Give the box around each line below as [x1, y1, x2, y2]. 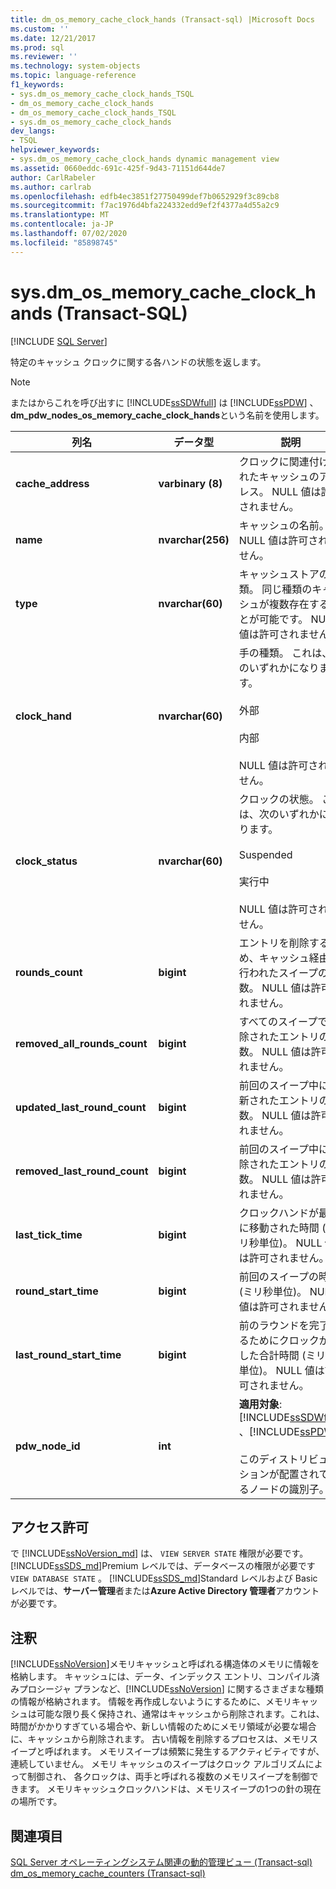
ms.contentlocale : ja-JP [10, 219, 114, 230]
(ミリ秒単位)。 [238, 1284, 308, 1298]
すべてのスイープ [238, 1014, 318, 1028]
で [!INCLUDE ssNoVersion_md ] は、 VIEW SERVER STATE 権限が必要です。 [10, 1547, 309, 1560]
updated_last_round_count [15, 1100, 147, 1114]
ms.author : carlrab [10, 182, 92, 192]
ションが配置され [238, 1467, 320, 1481]
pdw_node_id [15, 1439, 81, 1453]
